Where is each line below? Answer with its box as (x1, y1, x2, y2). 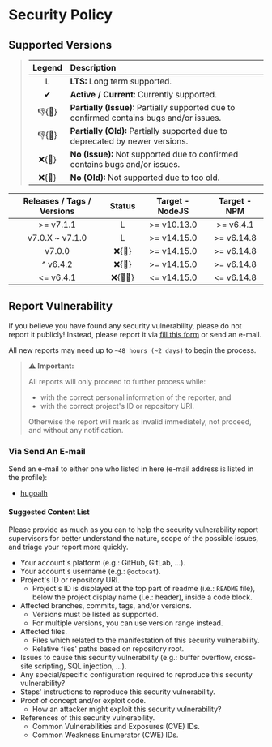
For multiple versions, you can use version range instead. (32, 618, 223, 628)
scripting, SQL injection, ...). (34, 661, 127, 671)
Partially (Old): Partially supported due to (70, 126, 228, 136)
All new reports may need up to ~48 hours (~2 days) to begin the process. (8, 345, 257, 354)
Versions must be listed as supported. (32, 610, 159, 620)
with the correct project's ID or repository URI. (40, 401, 195, 410)
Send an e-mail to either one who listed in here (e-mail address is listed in (8, 464, 254, 474)
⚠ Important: (28, 361, 74, 371)
